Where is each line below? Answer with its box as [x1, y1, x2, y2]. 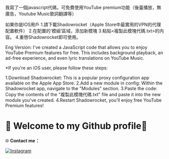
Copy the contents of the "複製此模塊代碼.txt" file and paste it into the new [5, 92, 161, 97]
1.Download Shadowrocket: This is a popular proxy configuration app [5, 75, 150, 81]
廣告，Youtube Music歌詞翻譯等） [5, 11, 77, 17]
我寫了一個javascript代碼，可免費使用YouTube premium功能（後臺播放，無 [5, 5, 161, 10]
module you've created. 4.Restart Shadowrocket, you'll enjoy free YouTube [5, 97, 162, 103]
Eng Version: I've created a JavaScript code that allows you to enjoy [5, 45, 148, 50]
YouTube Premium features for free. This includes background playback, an [5, 50, 163, 56]
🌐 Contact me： [5, 137, 40, 143]
